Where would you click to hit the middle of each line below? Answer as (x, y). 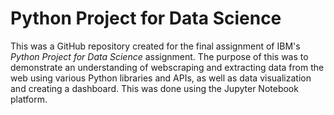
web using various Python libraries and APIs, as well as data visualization (161, 78)
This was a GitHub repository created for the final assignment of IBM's (155, 46)
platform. (29, 99)
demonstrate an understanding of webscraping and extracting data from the (167, 67)
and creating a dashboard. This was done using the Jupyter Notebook (154, 88)
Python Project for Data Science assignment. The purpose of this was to (159, 56)
